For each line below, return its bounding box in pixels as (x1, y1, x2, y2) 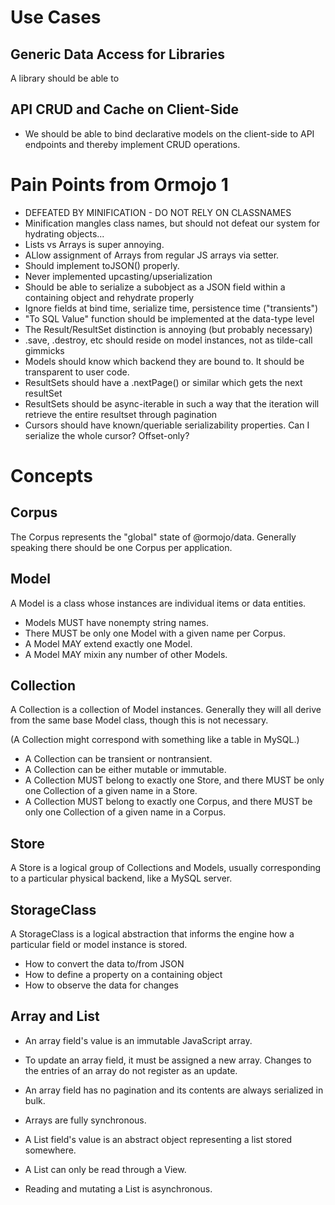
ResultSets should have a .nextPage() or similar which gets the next (24, 376, 303, 388)
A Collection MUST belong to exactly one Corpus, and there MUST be (24, 796, 313, 808)
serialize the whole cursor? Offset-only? (24, 429, 190, 441)
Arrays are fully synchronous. (24, 1114, 147, 1126)
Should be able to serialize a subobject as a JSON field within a (24, 281, 286, 293)
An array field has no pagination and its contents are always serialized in (24, 1084, 324, 1096)
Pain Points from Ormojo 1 (10, 174, 229, 196)
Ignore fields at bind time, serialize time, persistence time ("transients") (24, 302, 319, 314)
